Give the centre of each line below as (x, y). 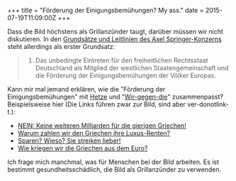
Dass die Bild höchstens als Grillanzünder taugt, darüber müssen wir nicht (115, 32)
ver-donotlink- (208, 104)
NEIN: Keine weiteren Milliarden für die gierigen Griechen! (102, 126)
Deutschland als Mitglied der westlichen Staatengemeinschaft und (132, 68)
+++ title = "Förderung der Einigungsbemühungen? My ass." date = (106, 10)
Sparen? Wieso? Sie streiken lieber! (69, 141)
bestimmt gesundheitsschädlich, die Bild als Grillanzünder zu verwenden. (114, 169)
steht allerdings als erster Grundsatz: (61, 46)
